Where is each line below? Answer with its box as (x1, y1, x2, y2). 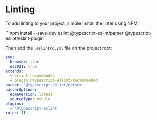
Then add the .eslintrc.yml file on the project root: (5, 45, 112, 51)
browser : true (10, 59, 39, 64)
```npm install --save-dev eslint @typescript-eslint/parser (5, 30, 124, 36)
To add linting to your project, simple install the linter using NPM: (5, 20, 139, 26)
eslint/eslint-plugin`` (5, 35, 47, 41)
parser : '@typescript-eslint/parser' (5, 83, 85, 88)
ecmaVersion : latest (10, 92, 53, 97)
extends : (5, 69, 24, 74)
